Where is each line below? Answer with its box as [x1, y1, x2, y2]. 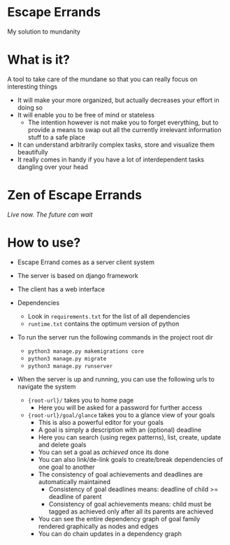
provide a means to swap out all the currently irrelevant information [27, 125, 222, 133]
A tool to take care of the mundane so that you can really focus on [7, 75, 198, 83]
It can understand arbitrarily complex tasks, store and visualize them [17, 140, 215, 149]
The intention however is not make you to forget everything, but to [27, 118, 219, 126]
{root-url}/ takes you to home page [27, 395, 134, 404]
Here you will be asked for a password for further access [38, 403, 203, 412]
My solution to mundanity [7, 27, 80, 36]
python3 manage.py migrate [27, 355, 107, 362]
